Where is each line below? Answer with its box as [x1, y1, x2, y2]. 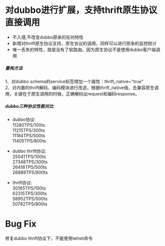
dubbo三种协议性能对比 [5, 103, 54, 109]
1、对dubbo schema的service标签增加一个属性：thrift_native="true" [5, 78, 144, 84]
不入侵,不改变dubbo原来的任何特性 [12, 34, 84, 40]
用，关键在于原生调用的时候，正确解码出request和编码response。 [5, 91, 140, 97]
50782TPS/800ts [12, 201, 48, 207]
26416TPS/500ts [12, 164, 47, 170]
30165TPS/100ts [12, 185, 46, 191]
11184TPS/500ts [12, 132, 46, 139]
